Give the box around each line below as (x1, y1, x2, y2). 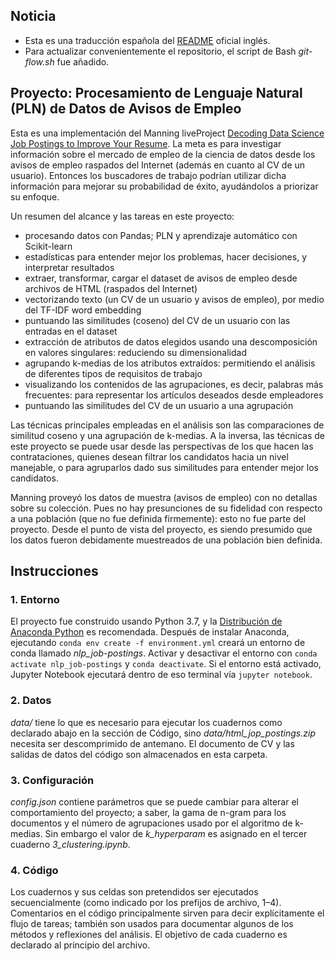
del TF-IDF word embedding (24, 304, 142, 316)
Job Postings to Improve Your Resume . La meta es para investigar (10, 137, 282, 149)
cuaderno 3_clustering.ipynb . (10, 838, 131, 850)
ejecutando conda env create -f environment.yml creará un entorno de (10, 637, 306, 649)
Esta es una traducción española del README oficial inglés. (24, 34, 271, 46)
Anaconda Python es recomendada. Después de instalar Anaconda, (10, 626, 290, 638)
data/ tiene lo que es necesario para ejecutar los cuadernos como (10, 716, 283, 728)
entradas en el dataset (24, 325, 118, 337)
